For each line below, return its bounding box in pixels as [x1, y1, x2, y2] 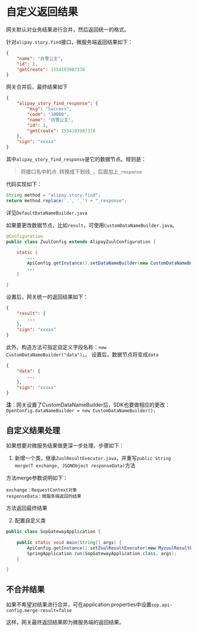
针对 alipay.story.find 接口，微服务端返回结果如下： [6, 38, 133, 45]
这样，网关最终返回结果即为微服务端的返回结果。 [6, 619, 124, 626]
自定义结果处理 [6, 425, 60, 435]
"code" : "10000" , [27, 111, 69, 118]
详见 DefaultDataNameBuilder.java [6, 209, 88, 216]
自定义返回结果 [6, 5, 79, 19]
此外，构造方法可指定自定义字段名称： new [6, 344, 107, 351]
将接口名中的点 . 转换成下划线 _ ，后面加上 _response [20, 168, 142, 175]
